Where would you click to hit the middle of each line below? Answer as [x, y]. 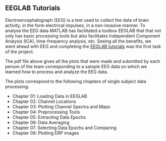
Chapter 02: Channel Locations [44, 101]
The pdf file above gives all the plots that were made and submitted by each [83, 61]
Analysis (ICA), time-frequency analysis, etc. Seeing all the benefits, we [78, 41]
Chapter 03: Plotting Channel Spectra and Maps [61, 106]
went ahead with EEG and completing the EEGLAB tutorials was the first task [83, 46]
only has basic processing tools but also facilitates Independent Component [83, 36]
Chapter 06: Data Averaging [41, 122]
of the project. [20, 51]
